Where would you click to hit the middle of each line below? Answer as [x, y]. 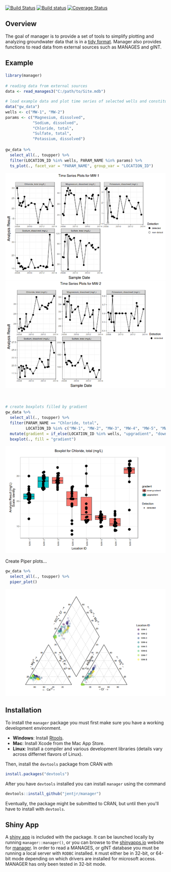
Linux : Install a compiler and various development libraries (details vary [88, 749]
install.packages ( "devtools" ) [37, 774]
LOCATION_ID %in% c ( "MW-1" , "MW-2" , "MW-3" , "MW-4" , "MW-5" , [92, 428]
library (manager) [24, 75]
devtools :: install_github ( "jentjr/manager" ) [53, 794]
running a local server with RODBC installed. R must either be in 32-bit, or [80, 853]
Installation [23, 710]
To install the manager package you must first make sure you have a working [84, 722]
